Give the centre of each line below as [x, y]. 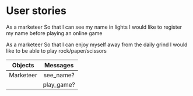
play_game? [59, 84]
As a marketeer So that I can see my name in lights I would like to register [94, 27]
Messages [59, 65]
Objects [23, 65]
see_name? [59, 75]
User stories [36, 11]
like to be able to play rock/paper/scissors [56, 50]
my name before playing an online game [54, 33]
